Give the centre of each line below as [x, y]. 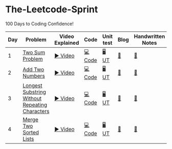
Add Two [34, 69]
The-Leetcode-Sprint [52, 10]
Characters [36, 111]
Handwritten [149, 36]
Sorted [31, 132]
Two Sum [34, 52]
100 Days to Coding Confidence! [40, 24]
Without [32, 98]
